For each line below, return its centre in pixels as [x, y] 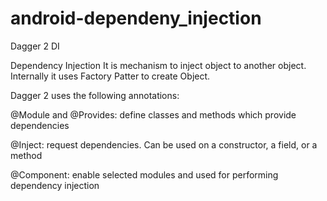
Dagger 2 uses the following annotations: [95, 95]
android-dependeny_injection [136, 18]
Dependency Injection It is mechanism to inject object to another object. [158, 65]
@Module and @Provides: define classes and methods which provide [153, 114]
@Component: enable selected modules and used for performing [144, 174]
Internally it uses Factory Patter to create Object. [110, 76]
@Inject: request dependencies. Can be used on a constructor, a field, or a [164, 144]
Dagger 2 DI [35, 46]
